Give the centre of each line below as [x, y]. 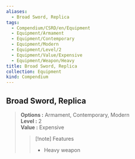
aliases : [17, 11]
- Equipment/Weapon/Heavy [43, 60]
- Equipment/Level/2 [36, 50]
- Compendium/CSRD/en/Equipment [51, 28]
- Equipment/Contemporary [43, 39]
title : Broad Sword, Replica [42, 66]
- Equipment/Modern [35, 45]
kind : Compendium [27, 77]
